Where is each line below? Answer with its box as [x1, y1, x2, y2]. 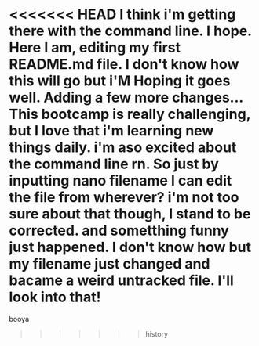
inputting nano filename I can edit [9, 172, 232, 189]
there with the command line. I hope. [9, 22, 252, 40]
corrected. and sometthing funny [9, 222, 230, 240]
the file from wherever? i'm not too [9, 189, 239, 207]
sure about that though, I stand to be [9, 205, 251, 223]
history [145, 329, 168, 338]
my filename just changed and [9, 255, 210, 273]
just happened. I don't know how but [9, 239, 252, 256]
